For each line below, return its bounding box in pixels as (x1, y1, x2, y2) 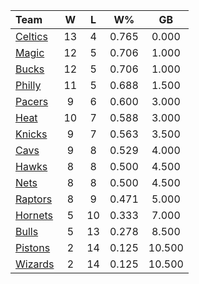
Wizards (15, 257, 55, 271)
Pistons (15, 241, 51, 254)
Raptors (15, 192, 53, 206)
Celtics (15, 30, 48, 43)
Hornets (15, 209, 54, 222)
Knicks (15, 127, 48, 141)
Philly (15, 79, 42, 92)
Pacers (15, 95, 49, 108)
